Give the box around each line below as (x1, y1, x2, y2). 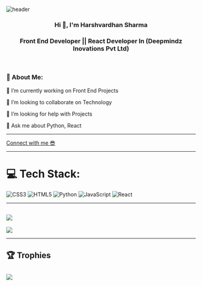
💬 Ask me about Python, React (6, 122, 82, 129)
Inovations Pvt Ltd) (73, 44, 129, 52)
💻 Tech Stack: (6, 167, 81, 181)
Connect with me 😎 (6, 139, 56, 146)
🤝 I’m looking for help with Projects (6, 110, 93, 117)
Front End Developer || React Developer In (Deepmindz (19, 37, 183, 45)
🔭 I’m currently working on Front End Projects (6, 87, 119, 94)
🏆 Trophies (6, 250, 51, 260)
